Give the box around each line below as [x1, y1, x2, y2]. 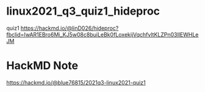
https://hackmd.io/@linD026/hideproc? [20, 24, 119, 32]
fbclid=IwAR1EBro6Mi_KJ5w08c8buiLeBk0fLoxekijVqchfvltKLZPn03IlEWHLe [6, 30, 199, 38]
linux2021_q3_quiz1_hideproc [6, 4, 160, 18]
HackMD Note [6, 59, 79, 73]
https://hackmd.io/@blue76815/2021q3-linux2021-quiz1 [6, 79, 146, 86]
